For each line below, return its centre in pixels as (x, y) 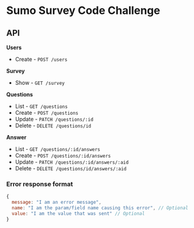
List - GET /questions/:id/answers (58, 149)
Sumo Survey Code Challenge (83, 11)
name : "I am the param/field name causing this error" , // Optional (100, 208)
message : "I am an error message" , (57, 203)
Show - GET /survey (40, 83)
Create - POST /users (41, 59)
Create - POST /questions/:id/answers (63, 156)
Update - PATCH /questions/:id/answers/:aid (72, 162)
